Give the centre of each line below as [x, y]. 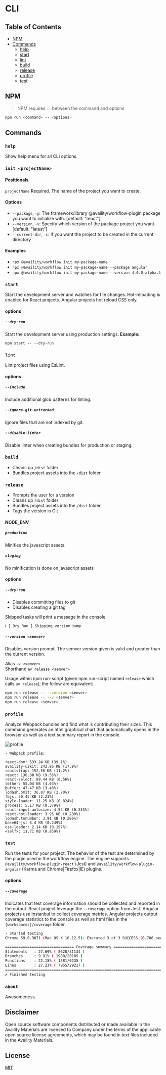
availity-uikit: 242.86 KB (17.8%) [42, 767]
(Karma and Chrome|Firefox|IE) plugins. [62, 869]
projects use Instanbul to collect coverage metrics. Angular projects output [81, 914]
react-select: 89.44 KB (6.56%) [38, 780]
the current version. [25, 654]
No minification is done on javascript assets [49, 568]
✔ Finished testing [25, 975]
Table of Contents [33, 27]
